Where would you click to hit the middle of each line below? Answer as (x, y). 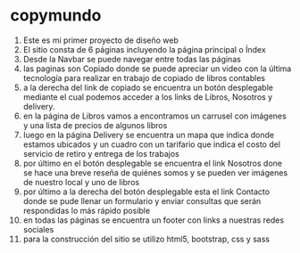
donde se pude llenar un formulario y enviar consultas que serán (142, 200)
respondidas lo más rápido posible (87, 210)
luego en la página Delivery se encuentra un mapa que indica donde (149, 135)
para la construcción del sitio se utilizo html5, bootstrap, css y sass (146, 239)
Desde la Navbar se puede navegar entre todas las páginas (132, 59)
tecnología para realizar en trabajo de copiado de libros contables (144, 78)
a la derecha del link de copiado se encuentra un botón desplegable (148, 87)
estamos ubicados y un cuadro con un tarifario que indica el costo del (151, 144)
